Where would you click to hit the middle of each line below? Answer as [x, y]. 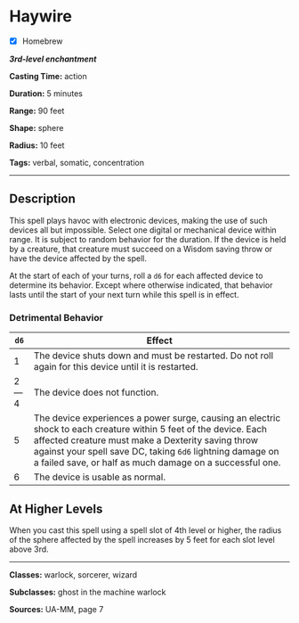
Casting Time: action [48, 76]
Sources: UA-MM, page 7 [57, 609]
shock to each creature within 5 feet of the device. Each [150, 430]
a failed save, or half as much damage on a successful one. [157, 463]
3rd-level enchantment [53, 59]
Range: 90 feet [37, 111]
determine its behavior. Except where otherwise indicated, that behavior [141, 285]
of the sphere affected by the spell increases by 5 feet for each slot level [142, 539]
